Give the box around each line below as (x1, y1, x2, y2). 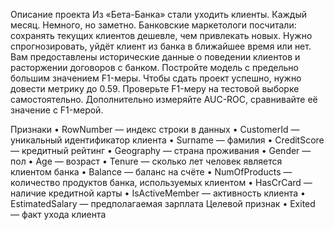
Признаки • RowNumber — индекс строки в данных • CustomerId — (10, 124, 300, 135)
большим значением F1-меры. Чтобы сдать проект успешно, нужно (10, 72, 302, 84)
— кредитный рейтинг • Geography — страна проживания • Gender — (10, 145, 312, 156)
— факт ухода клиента (10, 209, 107, 220)
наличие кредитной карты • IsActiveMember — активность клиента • (10, 187, 306, 199)
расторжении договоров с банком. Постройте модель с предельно (10, 62, 300, 73)
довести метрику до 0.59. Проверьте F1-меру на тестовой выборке (10, 83, 300, 94)
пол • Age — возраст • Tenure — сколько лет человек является (10, 155, 283, 167)
